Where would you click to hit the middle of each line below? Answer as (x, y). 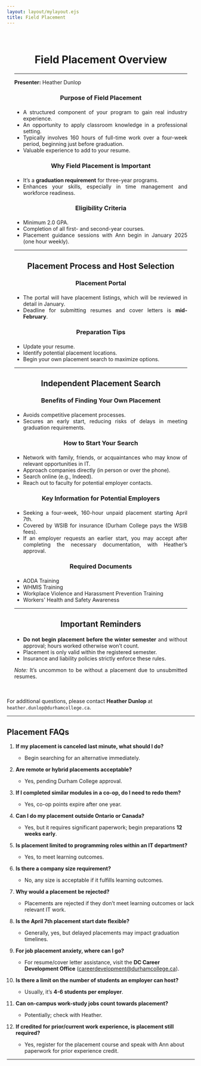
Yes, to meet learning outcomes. (64, 857)
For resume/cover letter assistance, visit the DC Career (92, 962)
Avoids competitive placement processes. (74, 415)
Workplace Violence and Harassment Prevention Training (93, 593)
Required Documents (101, 566)
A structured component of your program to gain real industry (105, 112)
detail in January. (44, 304)
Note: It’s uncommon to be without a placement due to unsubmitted (101, 670)
